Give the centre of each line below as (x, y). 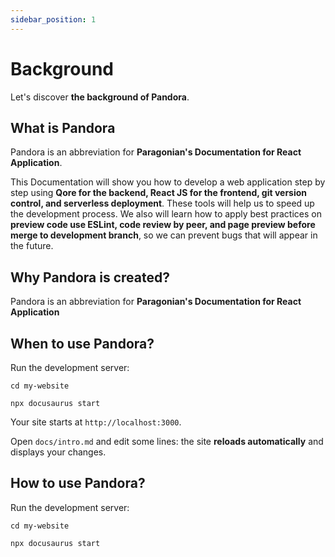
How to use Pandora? (78, 483)
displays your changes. (58, 452)
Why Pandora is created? (90, 277)
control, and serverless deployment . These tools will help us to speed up (162, 203)
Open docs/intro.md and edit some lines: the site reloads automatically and (167, 441)
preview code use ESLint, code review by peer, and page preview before (163, 225)
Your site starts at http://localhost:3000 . (96, 422)
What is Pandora (63, 127)
